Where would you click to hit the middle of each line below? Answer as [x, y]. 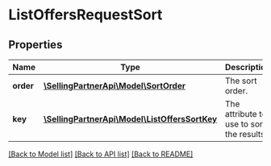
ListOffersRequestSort [85, 15]
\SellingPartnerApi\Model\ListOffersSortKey [130, 119]
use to [236, 124]
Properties [35, 45]
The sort [241, 81]
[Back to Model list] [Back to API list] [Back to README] [101, 154]
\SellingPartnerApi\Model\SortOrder [114, 86]
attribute [241, 114]
